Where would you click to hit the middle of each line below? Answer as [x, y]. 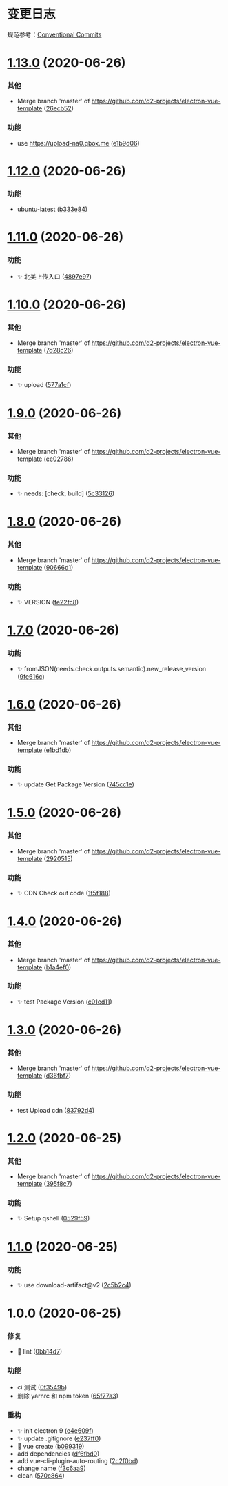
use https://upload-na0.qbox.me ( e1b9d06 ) [78, 143]
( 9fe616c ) [31, 676]
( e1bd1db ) [58, 750]
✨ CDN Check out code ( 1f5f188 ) [64, 893]
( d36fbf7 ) [57, 1076]
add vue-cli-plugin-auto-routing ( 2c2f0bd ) [77, 1460]
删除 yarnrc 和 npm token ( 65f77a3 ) [68, 1396]
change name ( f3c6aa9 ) [51, 1468]
